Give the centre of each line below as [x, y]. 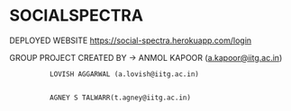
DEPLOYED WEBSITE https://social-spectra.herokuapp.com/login [131, 40]
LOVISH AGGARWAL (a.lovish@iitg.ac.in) [124, 74]
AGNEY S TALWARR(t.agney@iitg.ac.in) [120, 98]
